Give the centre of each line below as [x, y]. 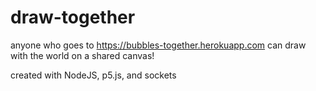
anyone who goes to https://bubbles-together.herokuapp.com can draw [158, 45]
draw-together [73, 17]
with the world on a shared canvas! [82, 55]
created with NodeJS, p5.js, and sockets [93, 75]
